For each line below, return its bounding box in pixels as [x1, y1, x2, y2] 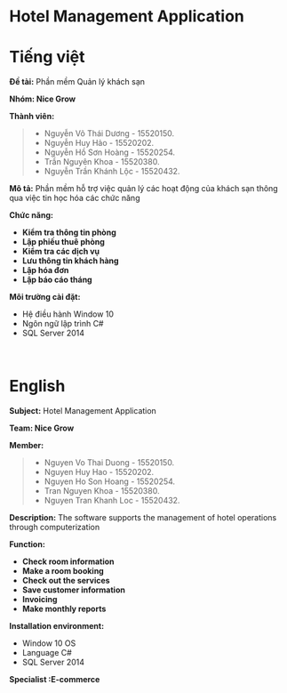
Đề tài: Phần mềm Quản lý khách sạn [9, 77, 145, 87]
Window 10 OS [21, 638, 76, 649]
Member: [9, 440, 44, 451]
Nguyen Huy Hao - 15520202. [44, 467, 155, 478]
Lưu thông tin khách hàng [21, 255, 119, 266]
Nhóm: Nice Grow [9, 93, 76, 104]
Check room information [21, 556, 115, 567]
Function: [9, 539, 46, 550]
